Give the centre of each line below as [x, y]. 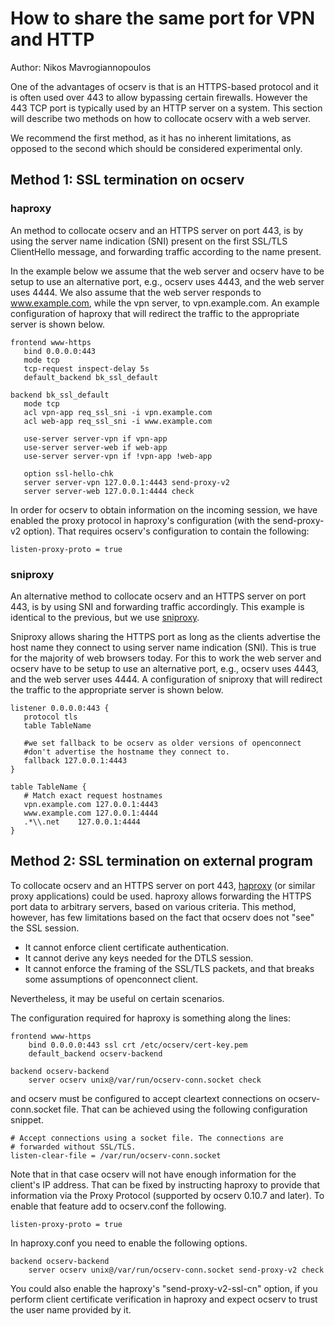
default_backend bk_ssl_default [91, 377]
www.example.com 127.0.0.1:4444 [91, 813]
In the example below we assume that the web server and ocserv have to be [167, 271]
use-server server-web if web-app [95, 447]
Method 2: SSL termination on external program [161, 861]
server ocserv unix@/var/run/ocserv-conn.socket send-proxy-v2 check [176, 1270]
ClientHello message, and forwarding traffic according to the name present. [166, 251]
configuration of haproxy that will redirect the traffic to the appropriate [155, 313]
